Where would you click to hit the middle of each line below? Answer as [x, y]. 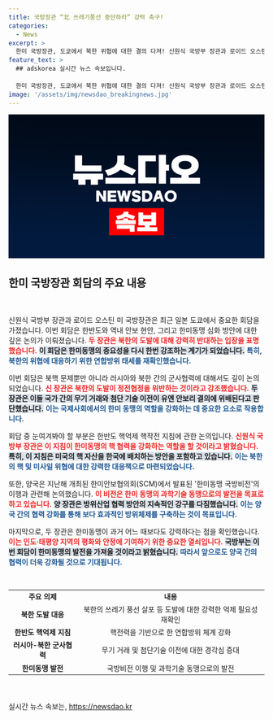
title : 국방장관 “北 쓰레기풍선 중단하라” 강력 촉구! [86, 17]
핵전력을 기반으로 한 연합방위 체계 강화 [171, 632]
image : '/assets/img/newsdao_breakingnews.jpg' [91, 94]
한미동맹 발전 [42, 668]
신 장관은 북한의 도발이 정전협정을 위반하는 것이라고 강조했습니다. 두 [152, 388]
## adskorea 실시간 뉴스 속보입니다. [71, 69]
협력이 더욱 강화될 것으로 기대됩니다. [66, 562]
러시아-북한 [32, 645]
